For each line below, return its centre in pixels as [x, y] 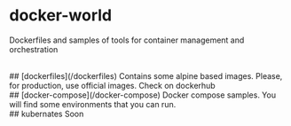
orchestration [34, 49]
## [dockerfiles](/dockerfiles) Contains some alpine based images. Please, [146, 75]
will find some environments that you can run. [93, 104]
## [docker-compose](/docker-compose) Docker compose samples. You [143, 95]
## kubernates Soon [47, 114]
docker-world [61, 16]
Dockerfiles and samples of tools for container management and [127, 40]
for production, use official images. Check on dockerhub [112, 85]
